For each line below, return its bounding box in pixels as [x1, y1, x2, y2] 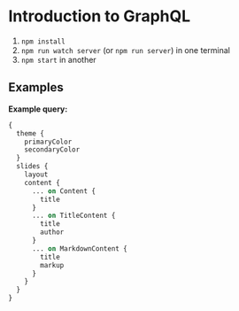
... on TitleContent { [31, 211, 116, 221]
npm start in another [20, 54, 96, 65]
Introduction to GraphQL [8, 6, 191, 27]
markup [40, 260, 65, 269]
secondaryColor [24, 145, 81, 154]
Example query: [8, 104, 68, 114]
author [40, 228, 65, 237]
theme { [16, 128, 45, 138]
